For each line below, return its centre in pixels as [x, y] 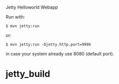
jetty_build [28, 74]
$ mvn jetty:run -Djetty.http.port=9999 [48, 44]
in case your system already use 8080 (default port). [60, 54]
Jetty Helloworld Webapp [32, 7]
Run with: [15, 17]
